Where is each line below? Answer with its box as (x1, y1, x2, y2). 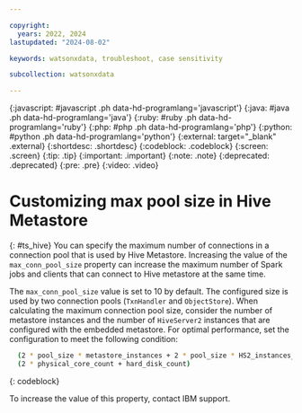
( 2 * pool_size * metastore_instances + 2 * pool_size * (17, 351, 235, 360)
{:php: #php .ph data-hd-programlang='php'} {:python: (88, 122, 293, 133)
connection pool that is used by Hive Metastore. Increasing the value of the (9, 250, 288, 260)
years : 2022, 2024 (17, 29, 87, 39)
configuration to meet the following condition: (9, 334, 178, 345)
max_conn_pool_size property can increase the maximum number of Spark (9, 259, 283, 270)
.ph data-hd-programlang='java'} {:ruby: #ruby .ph (9, 112, 197, 123)
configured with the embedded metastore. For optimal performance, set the (9, 324, 289, 335)
